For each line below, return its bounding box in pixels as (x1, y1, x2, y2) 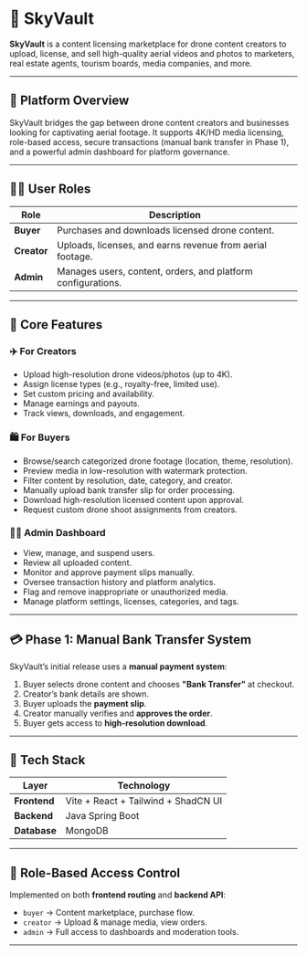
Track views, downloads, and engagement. (22, 408, 185, 419)
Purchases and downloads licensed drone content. (56, 224, 275, 236)
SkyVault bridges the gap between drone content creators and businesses (9, 117, 290, 128)
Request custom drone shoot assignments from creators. (22, 504, 238, 515)
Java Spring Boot (65, 810, 140, 823)
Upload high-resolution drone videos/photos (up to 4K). (22, 369, 233, 380)
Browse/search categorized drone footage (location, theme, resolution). (22, 456, 294, 467)
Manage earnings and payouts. (22, 398, 140, 409)
